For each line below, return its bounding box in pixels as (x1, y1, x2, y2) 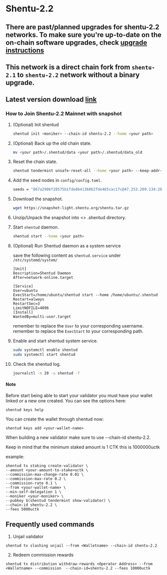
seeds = (12, 187, 29, 192)
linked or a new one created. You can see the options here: (5, 398, 126, 404)
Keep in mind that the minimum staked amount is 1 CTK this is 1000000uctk (5, 444, 160, 450)
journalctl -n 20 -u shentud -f (12, 371, 80, 376)
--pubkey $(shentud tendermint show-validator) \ (5, 498, 111, 503)
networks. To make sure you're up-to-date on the (5, 30, 162, 39)
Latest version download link (5, 95, 97, 104)
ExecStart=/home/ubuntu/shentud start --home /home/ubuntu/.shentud (12, 292, 158, 297)
